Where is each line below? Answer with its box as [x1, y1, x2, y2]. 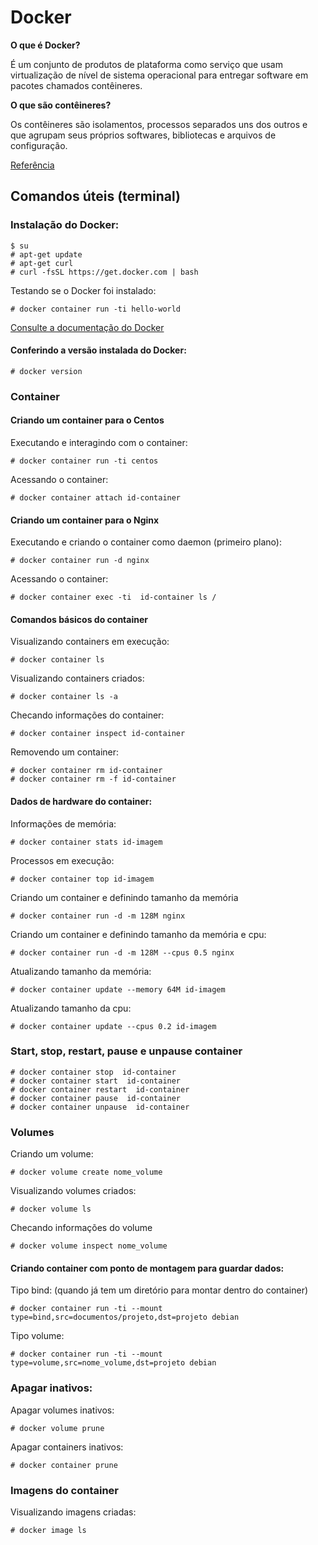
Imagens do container [10, 1483, 119, 1497]
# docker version [10, 366, 83, 376]
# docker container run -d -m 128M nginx [10, 911, 186, 921]
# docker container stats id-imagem [10, 837, 163, 847]
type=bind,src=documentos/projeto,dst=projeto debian [10, 1312, 240, 1323]
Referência [10, 159, 55, 171]
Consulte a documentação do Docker [10, 321, 165, 333]
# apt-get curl [10, 258, 74, 268]
